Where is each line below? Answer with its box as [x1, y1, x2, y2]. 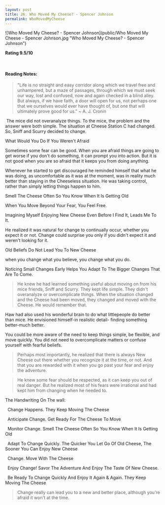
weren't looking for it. [5, 237, 48, 243]
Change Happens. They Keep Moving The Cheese [7, 406, 109, 413]
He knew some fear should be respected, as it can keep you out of [17, 377, 153, 383]
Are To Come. [5, 271, 33, 277]
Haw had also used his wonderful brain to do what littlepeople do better [5, 311, 151, 317]
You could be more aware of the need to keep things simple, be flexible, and [5, 332, 160, 337]
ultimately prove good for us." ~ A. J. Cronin [17, 108, 107, 114]
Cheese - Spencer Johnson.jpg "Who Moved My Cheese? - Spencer [5, 35, 144, 41]
